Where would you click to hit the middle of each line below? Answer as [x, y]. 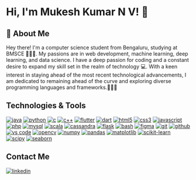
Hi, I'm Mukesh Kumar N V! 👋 [77, 12]
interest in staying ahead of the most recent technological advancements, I [96, 75]
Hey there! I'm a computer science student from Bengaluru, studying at [92, 47]
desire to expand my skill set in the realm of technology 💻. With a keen [92, 66]
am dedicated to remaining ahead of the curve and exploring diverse [89, 81]
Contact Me [28, 157]
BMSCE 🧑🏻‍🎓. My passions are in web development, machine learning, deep [97, 54]
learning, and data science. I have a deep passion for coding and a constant [97, 60]
